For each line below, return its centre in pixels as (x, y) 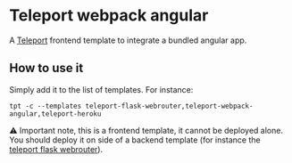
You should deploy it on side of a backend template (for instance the (135, 140)
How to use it (46, 68)
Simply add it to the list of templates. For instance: (101, 89)
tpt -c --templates (46, 106)
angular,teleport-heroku (55, 114)
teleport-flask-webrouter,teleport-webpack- (169, 106)
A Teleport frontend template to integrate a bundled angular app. (128, 40)
